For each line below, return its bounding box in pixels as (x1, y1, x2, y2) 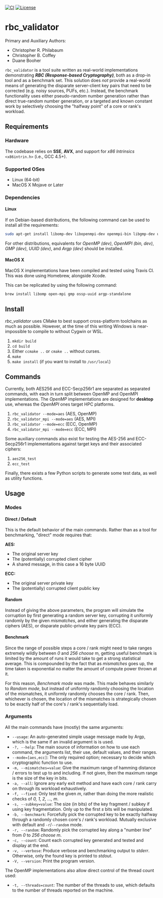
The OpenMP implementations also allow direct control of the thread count (5, 867, 154, 873)
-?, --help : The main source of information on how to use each (12, 744, 140, 750)
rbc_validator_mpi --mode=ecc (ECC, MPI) (12, 426, 97, 432)
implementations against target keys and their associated (27, 441, 142, 447)
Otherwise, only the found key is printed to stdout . (12, 853, 113, 859)
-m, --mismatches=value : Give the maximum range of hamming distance (12, 764, 156, 770)
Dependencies (5, 194, 40, 201)
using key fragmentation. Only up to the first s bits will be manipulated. (12, 806, 154, 812)
